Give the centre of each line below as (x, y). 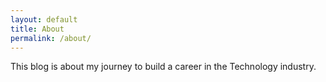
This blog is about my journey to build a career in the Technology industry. (163, 67)
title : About (37, 29)
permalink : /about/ (51, 38)
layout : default (44, 19)
